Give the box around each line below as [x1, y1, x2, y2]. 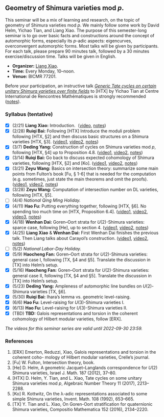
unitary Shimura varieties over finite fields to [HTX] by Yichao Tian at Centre [5, 88, 159, 94]
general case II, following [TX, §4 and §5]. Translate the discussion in [12, 272, 152, 279]
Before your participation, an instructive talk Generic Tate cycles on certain [5, 83, 157, 89]
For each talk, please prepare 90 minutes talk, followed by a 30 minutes [5, 48, 149, 54]
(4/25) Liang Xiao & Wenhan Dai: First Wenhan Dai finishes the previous [12, 230, 159, 235]
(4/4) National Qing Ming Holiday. [12, 197, 81, 203]
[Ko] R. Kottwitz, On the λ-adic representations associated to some [12, 391, 148, 396]
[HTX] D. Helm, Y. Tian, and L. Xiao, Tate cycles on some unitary [12, 375, 142, 381]
